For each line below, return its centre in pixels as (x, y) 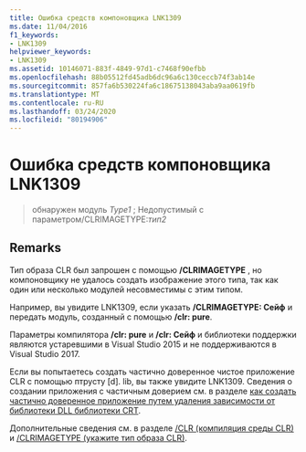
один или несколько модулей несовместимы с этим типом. (127, 289)
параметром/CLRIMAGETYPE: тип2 (99, 219)
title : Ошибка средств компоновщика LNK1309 (95, 18)
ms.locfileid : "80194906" (58, 120)
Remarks (36, 248)
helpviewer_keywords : (51, 52)
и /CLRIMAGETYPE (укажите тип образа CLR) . (98, 437)
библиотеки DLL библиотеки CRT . (75, 410)
